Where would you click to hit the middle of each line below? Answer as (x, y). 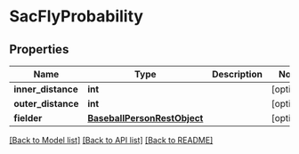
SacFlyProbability (77, 16)
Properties (39, 49)
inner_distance (46, 89)
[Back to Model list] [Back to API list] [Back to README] (111, 140)
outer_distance (46, 104)
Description (237, 74)
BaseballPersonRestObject (145, 118)
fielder (28, 118)
